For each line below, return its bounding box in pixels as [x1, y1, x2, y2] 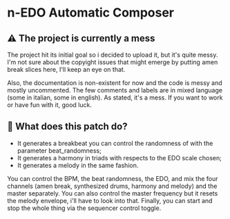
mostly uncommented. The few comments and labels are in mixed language [7, 86, 223, 94]
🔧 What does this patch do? [7, 121, 128, 133]
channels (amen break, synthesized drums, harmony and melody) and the [7, 182, 218, 190]
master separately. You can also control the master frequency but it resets [7, 189, 218, 198]
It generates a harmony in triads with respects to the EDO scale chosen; [17, 153, 222, 162]
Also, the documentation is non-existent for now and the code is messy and [7, 79, 222, 87]
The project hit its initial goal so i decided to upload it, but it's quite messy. [7, 50, 218, 59]
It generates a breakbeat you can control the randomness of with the [17, 139, 213, 147]
